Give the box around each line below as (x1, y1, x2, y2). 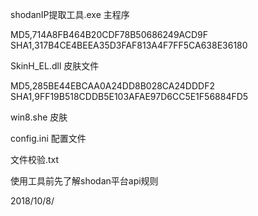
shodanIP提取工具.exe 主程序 (10, 9, 130, 20)
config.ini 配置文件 (10, 133, 87, 144)
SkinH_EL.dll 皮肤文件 (10, 60, 100, 72)
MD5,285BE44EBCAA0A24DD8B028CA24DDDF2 (10, 80, 215, 92)
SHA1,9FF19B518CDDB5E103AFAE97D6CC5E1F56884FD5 (10, 91, 249, 102)
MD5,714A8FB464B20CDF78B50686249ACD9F (10, 29, 209, 40)
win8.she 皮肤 (10, 111, 68, 123)
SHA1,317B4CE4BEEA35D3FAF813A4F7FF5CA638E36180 (10, 39, 248, 51)
